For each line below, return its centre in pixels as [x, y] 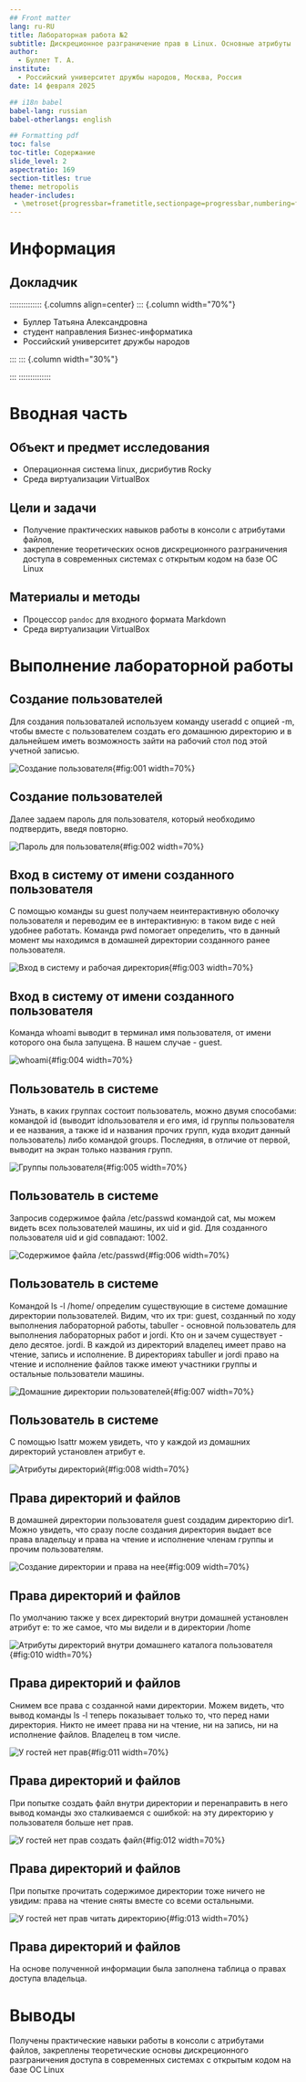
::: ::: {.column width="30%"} [64, 359]
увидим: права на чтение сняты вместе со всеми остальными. [132, 1900]
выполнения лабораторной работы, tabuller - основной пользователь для [153, 1325]
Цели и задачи [53, 508]
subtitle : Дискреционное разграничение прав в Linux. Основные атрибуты [150, 43]
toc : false [30, 144]
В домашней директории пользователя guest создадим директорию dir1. [152, 1520]
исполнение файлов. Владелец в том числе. [95, 1734]
